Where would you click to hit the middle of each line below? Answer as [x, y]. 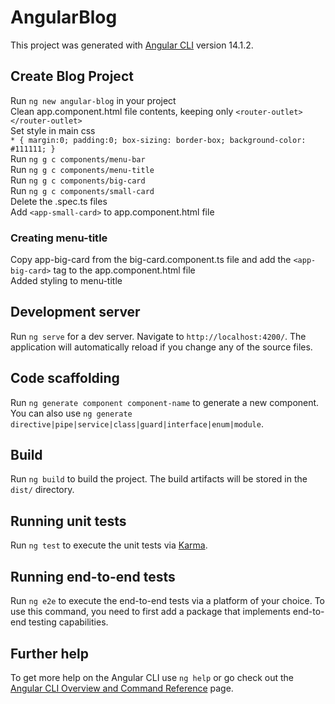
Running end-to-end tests [93, 576]
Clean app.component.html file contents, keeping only [122, 111]
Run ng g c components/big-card [78, 180]
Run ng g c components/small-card [82, 190]
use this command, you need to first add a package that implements [150, 612]
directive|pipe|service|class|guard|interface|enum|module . [137, 423]
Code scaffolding [65, 378]
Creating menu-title [59, 238]
